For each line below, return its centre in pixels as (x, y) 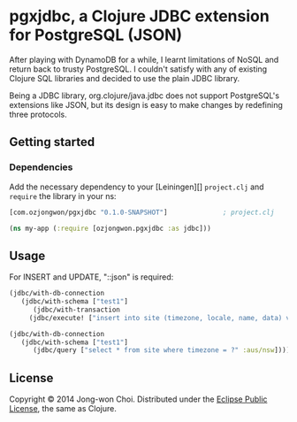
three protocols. (38, 114)
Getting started (52, 142)
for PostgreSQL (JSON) (96, 35)
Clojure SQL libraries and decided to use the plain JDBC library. (125, 78)
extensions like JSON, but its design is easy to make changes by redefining (146, 104)
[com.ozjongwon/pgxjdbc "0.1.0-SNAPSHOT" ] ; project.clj (142, 212)
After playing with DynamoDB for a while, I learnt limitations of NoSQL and (144, 59)
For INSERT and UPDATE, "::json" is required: (91, 277)
